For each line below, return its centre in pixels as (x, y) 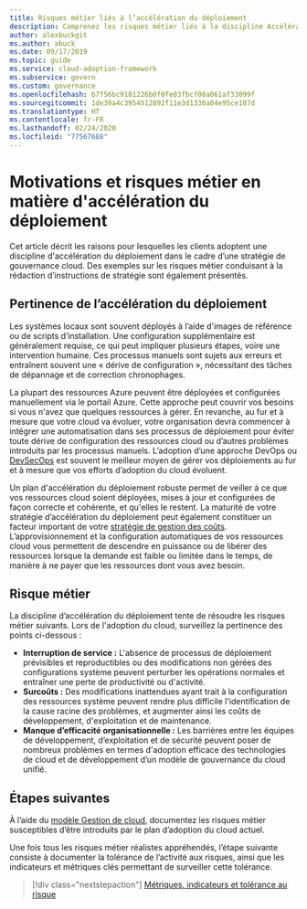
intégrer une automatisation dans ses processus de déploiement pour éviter (152, 431)
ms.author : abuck (42, 43)
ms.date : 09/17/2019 (49, 52)
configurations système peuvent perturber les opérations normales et (153, 672)
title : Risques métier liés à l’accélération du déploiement (128, 18)
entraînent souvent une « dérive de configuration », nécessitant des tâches (151, 365)
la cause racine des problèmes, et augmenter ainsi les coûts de (142, 711)
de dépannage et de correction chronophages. (97, 375)
